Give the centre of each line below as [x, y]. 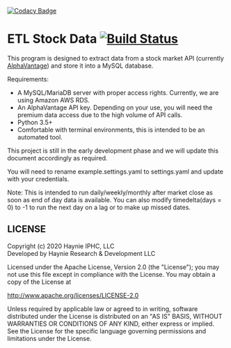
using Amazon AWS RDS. [54, 100]
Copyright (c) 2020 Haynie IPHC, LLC [61, 246]
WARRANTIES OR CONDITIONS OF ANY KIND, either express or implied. [111, 324]
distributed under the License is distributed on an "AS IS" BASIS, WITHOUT [115, 316]
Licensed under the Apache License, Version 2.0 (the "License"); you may [113, 267]
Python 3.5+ [35, 122]
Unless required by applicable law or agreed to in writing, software [103, 309]
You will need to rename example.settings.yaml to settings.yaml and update [115, 172]
